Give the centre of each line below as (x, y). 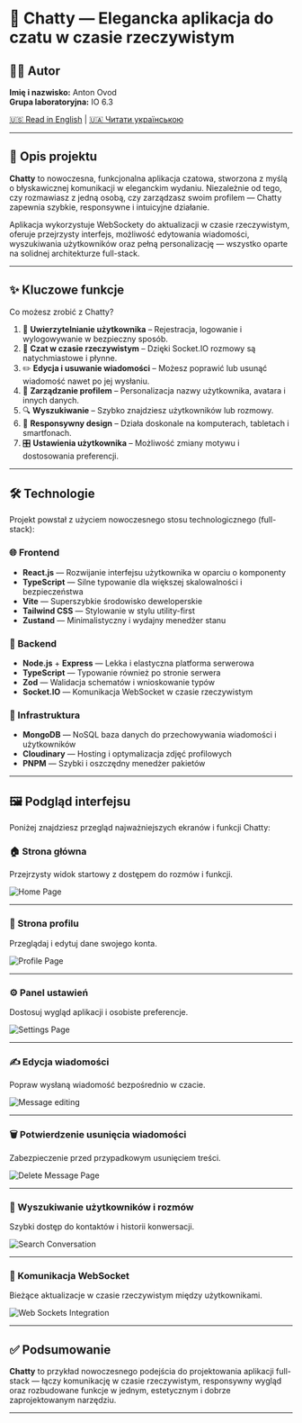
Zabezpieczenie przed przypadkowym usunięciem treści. (115, 1157)
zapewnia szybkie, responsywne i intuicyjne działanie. (110, 207)
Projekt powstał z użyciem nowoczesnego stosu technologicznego (133, 520)
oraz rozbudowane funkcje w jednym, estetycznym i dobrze (120, 1391)
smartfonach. (47, 432)
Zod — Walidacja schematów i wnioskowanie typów (119, 683)
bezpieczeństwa (53, 591)
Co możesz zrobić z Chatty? (62, 312)
